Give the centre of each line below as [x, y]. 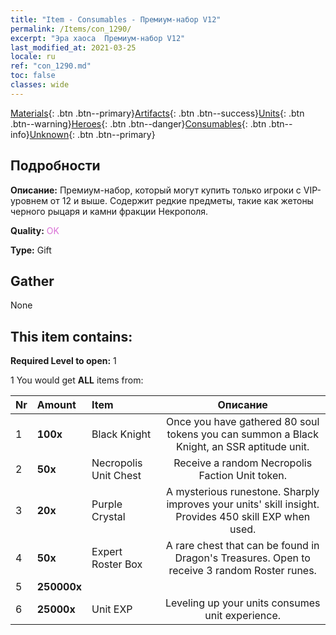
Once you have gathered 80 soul [242, 422]
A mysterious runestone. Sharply [243, 492]
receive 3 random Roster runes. [242, 571]
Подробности [55, 166]
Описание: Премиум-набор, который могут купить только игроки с [156, 190]
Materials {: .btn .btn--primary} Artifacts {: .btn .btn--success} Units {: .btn [157, 113]
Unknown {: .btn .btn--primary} [92, 134]
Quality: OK [35, 230]
